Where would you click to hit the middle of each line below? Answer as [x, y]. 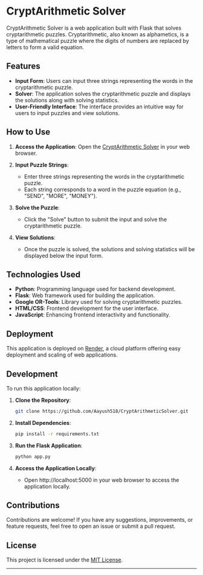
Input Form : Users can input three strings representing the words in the [104, 80]
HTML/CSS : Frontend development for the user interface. [87, 308]
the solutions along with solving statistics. [67, 100]
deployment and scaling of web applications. [62, 355]
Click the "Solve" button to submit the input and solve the [95, 219]
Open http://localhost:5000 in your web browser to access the [101, 480]
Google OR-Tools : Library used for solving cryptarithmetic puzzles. [99, 302]
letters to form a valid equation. [45, 47]
